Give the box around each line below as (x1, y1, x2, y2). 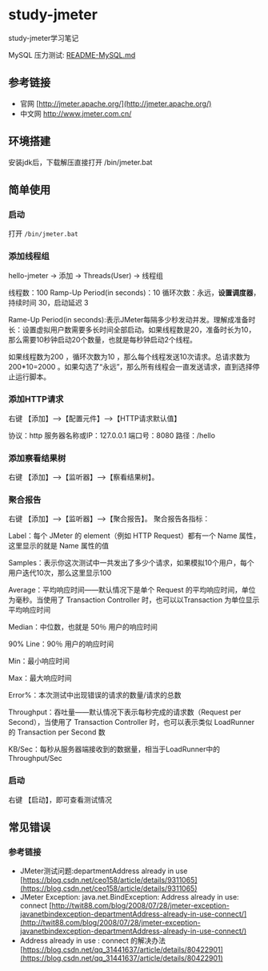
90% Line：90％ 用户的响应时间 (8, 639, 114, 649)
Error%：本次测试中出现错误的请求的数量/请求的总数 (8, 690, 182, 700)
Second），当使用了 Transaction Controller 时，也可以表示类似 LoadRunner (8, 718, 254, 727)
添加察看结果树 (8, 452, 66, 463)
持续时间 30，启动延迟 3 (8, 297, 90, 307)
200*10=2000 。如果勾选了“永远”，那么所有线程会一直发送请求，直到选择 (8, 362, 254, 371)
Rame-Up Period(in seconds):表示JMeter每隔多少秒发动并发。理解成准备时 (8, 314, 256, 324)
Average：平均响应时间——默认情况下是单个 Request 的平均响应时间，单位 (8, 585, 256, 595)
